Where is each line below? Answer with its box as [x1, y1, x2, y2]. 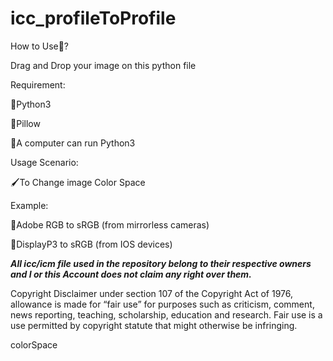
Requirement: [10, 78, 66, 91]
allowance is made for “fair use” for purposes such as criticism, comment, [10, 298, 315, 310]
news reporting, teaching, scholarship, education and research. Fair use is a [10, 308, 323, 321]
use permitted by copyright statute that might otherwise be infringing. [10, 319, 298, 331]
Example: [10, 199, 49, 211]
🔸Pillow [10, 117, 41, 129]
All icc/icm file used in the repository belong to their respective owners [10, 257, 312, 269]
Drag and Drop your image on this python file [10, 59, 197, 71]
